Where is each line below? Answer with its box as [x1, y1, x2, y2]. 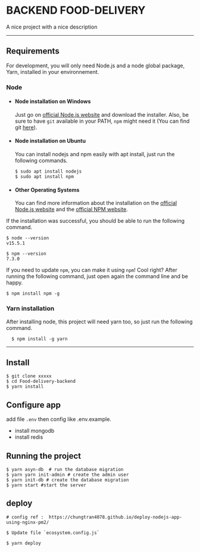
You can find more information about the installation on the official [14, 199, 177, 207]
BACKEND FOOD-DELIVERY [6, 4, 146, 17]
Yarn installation [6, 304, 55, 313]
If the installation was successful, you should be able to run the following [6, 217, 185, 224]
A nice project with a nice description [6, 23, 98, 30]
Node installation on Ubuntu [14, 138, 86, 145]
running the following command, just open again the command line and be [6, 273, 189, 280]
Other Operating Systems [14, 186, 80, 194]
